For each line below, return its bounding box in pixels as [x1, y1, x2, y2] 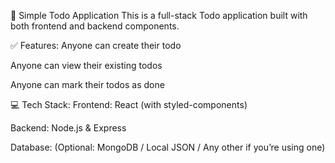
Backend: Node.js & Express [10, 122, 127, 134]
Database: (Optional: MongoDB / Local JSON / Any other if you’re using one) [10, 141, 326, 153]
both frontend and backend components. [10, 20, 180, 32]
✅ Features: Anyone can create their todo [10, 40, 182, 51]
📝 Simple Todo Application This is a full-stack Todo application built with [10, 10, 308, 21]
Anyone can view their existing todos [10, 60, 163, 71]
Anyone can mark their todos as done [10, 79, 165, 90]
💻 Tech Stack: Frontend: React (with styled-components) [10, 99, 248, 110]
